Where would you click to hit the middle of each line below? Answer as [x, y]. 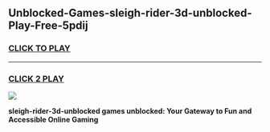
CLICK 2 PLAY [36, 78]
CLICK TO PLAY [39, 49]
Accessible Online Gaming [53, 119]
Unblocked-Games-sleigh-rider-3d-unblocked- [130, 13]
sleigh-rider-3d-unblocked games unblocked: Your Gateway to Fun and [130, 110]
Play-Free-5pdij [48, 26]
